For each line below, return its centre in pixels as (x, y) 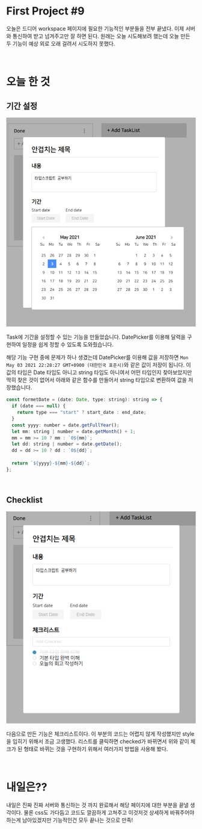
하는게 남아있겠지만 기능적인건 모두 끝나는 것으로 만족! (70, 820)
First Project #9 (46, 11)
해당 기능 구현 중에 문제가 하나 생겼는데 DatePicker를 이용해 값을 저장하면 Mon (97, 357)
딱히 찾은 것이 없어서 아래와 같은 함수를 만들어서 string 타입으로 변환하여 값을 (97, 380)
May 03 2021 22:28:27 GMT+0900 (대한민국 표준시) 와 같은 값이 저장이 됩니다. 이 (99, 365)
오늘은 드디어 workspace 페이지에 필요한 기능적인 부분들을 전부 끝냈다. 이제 (95, 28)
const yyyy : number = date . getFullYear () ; (66, 425)
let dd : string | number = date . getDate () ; (67, 444)
